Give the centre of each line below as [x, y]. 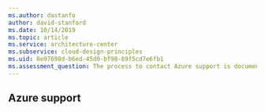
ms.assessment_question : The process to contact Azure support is [119, 67]
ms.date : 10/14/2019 [42, 30]
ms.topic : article [38, 37]
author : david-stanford [47, 23]
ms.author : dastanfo [42, 15]
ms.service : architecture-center [63, 45]
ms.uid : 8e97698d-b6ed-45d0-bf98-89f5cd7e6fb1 [86, 60]
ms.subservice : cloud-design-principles [76, 52]
